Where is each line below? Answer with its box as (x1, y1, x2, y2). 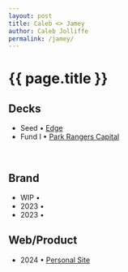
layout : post (8, 11, 53, 20)
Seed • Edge (19, 123, 63, 133)
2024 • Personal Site (19, 255, 91, 265)
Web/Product (8, 233, 78, 248)
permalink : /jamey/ (8, 34, 75, 43)
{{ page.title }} (8, 70, 109, 88)
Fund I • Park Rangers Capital (19, 132, 120, 142)
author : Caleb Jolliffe (8, 27, 89, 35)
